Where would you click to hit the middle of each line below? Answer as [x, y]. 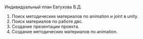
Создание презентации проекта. [45, 26]
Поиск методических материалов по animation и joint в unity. [75, 16]
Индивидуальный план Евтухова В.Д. [43, 7]
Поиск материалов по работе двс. [47, 21]
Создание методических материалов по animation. [64, 32]
